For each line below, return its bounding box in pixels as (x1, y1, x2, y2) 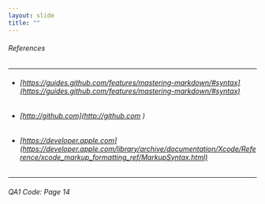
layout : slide (8, 11, 55, 20)
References (8, 43, 46, 53)
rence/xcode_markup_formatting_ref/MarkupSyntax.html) (19, 152, 208, 162)
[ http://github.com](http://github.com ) (19, 111, 146, 120)
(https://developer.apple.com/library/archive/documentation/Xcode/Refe (19, 144, 256, 153)
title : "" (8, 19, 41, 27)
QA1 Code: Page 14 (8, 187, 71, 196)
